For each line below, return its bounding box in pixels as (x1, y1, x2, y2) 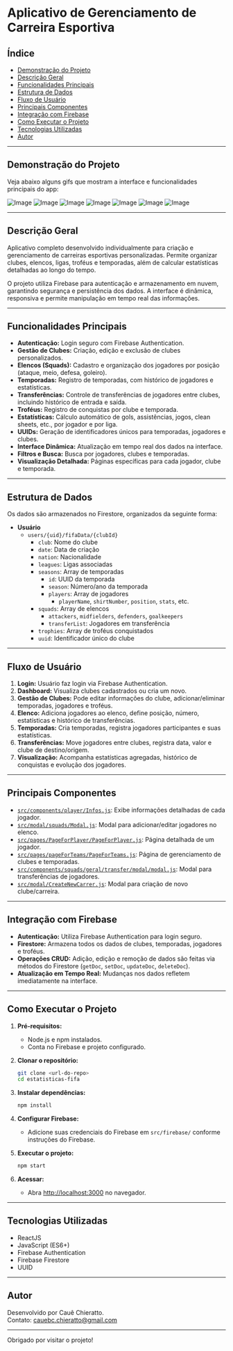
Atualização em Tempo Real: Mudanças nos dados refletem (17, 969, 191, 977)
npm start (17, 1162, 46, 1169)
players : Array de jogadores (48, 590, 129, 598)
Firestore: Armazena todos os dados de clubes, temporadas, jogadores (17, 939, 222, 948)
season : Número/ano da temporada (48, 582, 148, 591)
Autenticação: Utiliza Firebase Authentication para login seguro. (17, 932, 202, 941)
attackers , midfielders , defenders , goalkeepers (48, 612, 184, 621)
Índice (7, 47, 35, 59)
